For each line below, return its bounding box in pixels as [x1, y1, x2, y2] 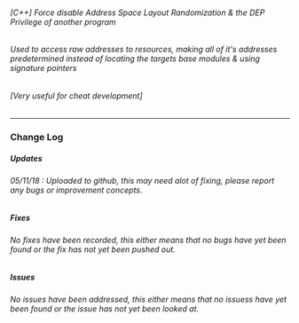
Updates [10, 153, 43, 163]
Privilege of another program [10, 16, 116, 27]
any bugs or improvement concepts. [10, 185, 143, 195]
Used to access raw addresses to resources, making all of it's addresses [10, 44, 278, 55]
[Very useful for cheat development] [10, 90, 143, 101]
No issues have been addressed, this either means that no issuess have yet [10, 294, 287, 305]
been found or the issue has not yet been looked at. [10, 303, 199, 314]
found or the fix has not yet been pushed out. [10, 244, 176, 255]
